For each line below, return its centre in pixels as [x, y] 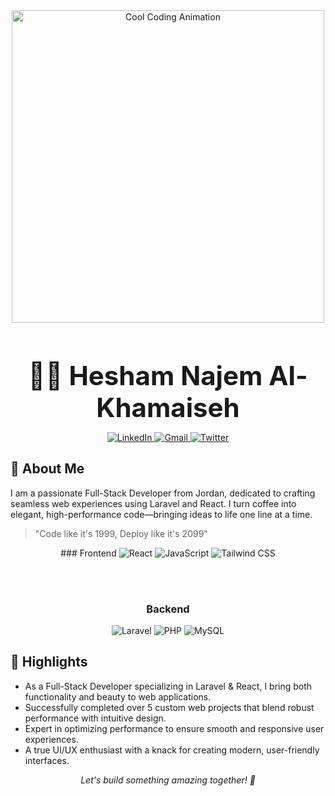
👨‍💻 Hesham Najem [145, 375]
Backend [168, 609]
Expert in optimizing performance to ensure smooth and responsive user [174, 728]
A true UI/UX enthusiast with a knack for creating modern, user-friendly [172, 750]
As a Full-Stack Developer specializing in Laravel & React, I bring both [168, 686]
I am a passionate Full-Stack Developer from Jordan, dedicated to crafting [163, 493]
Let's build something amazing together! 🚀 [168, 780]
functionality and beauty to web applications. [118, 696]
